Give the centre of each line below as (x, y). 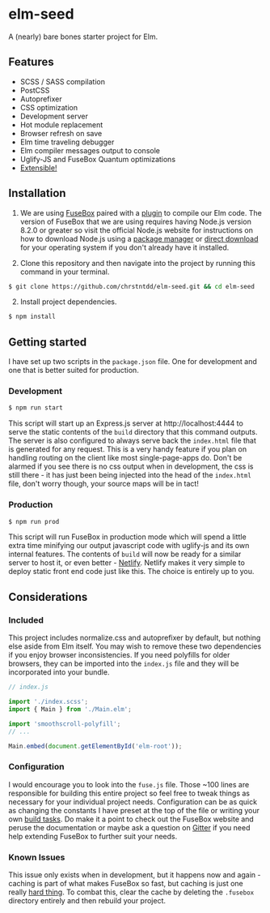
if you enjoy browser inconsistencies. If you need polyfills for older (119, 655)
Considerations (48, 597)
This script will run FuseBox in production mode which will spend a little (127, 537)
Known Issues (37, 857)
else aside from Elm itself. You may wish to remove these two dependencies (135, 646)
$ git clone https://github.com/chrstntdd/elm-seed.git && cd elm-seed (131, 286)
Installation (37, 193)
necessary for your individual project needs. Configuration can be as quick (133, 802)
